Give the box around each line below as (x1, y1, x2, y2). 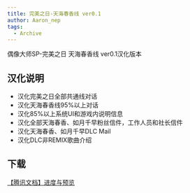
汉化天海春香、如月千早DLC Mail (17, 127, 111, 136)
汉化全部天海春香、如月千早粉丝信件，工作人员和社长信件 (17, 118, 183, 127)
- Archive (13, 29, 42, 37)
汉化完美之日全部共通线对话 (17, 92, 98, 101)
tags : (7, 23, 23, 30)
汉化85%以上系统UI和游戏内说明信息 (17, 110, 124, 118)
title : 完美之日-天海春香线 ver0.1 (7, 10, 101, 17)
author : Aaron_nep (7, 17, 61, 24)
